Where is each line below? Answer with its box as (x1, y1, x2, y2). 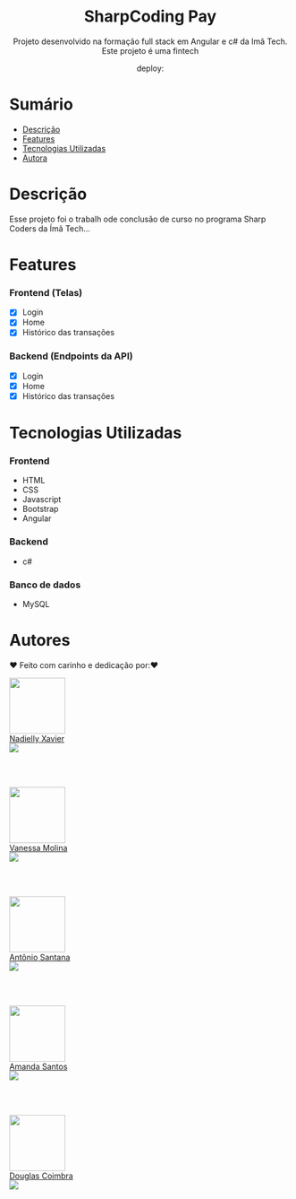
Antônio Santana (9, 951, 71, 962)
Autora (21, 152, 47, 163)
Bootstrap (21, 504, 59, 515)
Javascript (21, 494, 62, 505)
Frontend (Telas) (9, 286, 83, 299)
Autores (9, 630, 71, 651)
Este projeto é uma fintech (101, 45, 199, 56)
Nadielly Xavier (9, 733, 65, 743)
